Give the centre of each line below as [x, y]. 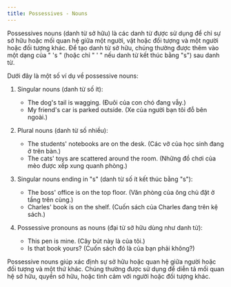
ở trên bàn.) [44, 151]
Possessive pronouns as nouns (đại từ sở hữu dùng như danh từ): [110, 227]
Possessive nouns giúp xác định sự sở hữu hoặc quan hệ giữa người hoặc [112, 262]
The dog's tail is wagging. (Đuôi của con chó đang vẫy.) [107, 102]
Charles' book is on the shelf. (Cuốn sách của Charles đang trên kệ [123, 206]
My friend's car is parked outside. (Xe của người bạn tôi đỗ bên [117, 109]
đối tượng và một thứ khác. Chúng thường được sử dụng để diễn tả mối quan [116, 268]
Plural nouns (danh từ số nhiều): [62, 130]
